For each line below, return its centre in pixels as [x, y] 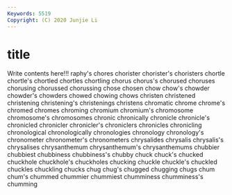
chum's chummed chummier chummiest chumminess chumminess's [105, 177]
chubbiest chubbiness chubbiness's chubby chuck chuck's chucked [105, 155]
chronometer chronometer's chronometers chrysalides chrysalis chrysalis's [116, 140]
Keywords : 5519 [29, 14]
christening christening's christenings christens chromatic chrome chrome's [116, 103]
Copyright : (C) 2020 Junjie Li [52, 20]
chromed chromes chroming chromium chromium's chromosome [100, 110]
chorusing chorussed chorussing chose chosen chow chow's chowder [109, 88]
